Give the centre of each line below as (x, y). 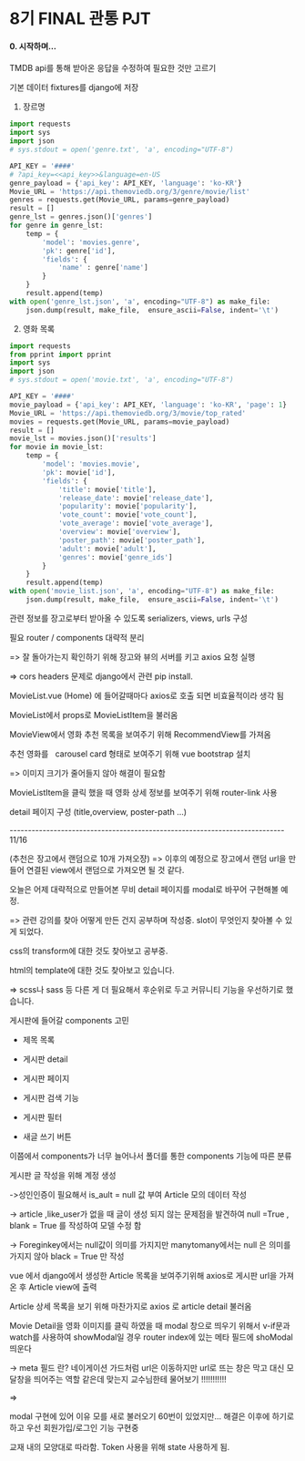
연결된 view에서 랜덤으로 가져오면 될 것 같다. (105, 869)
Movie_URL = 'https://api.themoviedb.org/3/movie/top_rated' (128, 413)
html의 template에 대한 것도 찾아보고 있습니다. (92, 970)
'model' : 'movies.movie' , (91, 464)
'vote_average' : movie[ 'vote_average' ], (136, 524)
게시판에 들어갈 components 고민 (69, 1020)
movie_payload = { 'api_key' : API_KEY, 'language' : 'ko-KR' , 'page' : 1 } (148, 405)
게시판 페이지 (46, 1078)
